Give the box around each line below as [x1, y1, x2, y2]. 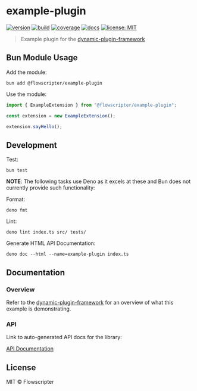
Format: [6, 195, 26, 203]
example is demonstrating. [6, 305, 71, 312]
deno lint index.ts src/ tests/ [6, 229, 86, 235]
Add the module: [6, 69, 47, 76]
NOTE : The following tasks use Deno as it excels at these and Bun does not [6, 178, 191, 185]
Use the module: [6, 91, 46, 98]
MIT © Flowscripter [6, 378, 55, 385]
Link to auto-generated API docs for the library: [6, 334, 122, 341]
